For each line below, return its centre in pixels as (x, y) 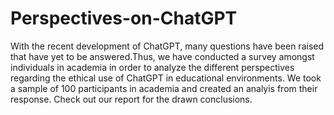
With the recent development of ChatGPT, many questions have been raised (167, 46)
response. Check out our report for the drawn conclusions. (131, 99)
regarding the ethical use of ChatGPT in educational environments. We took (166, 78)
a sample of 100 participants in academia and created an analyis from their (164, 88)
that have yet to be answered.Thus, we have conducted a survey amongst (162, 56)
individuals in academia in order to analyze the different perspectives (152, 67)
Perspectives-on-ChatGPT (124, 18)
